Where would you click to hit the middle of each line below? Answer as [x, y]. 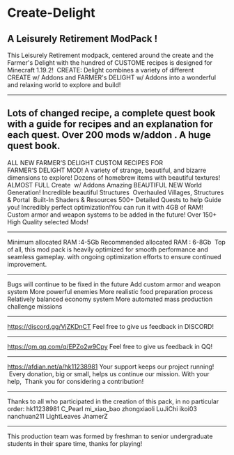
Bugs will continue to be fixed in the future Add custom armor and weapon [114, 284]
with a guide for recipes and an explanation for [110, 124]
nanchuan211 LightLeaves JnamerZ [57, 416]
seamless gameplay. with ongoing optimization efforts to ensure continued [114, 256]
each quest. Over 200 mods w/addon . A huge [109, 135]
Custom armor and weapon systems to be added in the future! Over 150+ [112, 215]
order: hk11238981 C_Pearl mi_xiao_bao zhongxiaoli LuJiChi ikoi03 [102, 408]
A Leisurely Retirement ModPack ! [83, 39]
